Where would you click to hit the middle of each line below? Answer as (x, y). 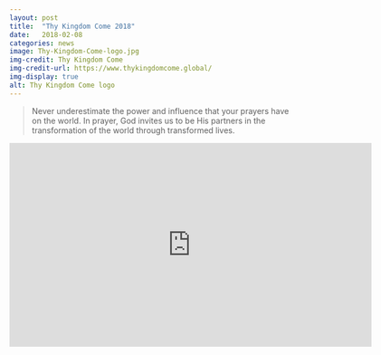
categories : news (42, 43)
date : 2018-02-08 (46, 34)
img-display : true (44, 77)
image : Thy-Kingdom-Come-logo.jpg (75, 52)
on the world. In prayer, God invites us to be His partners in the (148, 120)
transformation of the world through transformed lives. (133, 130)
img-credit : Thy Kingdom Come (67, 60)
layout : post (34, 18)
